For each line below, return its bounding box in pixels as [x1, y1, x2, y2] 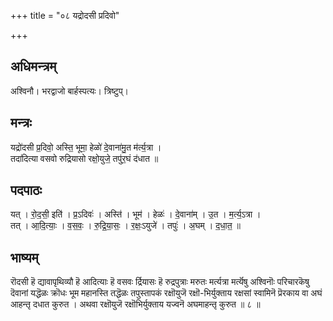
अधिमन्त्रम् [10, 58, 57, 75]
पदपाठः [10, 182, 43, 199]
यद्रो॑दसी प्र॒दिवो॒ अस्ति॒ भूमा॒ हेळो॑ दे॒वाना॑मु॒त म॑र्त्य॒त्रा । [10, 141, 162, 153]
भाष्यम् [10, 249, 39, 266]
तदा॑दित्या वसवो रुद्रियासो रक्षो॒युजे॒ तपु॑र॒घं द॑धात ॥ [10, 152, 159, 164]
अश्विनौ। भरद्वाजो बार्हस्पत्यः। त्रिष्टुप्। [10, 85, 130, 97]
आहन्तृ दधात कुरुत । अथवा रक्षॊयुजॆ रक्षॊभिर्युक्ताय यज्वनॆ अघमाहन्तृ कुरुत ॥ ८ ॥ [10, 298, 261, 310]
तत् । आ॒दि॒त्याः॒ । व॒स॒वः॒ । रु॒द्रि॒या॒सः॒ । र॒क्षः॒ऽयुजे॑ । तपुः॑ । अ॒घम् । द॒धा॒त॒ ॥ [10, 220, 241, 232]
